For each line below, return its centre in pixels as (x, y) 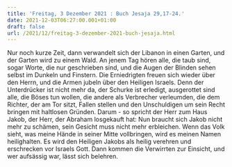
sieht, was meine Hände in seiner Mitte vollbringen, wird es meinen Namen (114, 134)
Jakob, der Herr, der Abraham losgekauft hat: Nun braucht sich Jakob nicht (115, 120)
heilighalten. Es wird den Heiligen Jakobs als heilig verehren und (99, 142)
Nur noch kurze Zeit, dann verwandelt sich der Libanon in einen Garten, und (116, 53)
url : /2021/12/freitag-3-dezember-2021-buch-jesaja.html (91, 33)
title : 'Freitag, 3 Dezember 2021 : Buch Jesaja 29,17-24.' (96, 14)
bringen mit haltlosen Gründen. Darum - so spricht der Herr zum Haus (107, 112)
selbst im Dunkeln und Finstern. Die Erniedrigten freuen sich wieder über (111, 75)
